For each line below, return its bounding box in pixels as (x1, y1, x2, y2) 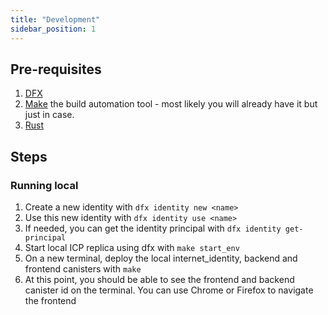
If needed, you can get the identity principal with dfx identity (24, 222, 282, 234)
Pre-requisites (10, 61, 102, 78)
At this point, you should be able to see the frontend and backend (24, 274, 295, 285)
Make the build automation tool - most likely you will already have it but (24, 98, 318, 110)
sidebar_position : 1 (10, 24, 97, 34)
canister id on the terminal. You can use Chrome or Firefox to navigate (24, 284, 314, 296)
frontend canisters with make (24, 263, 142, 275)
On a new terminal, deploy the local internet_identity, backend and (24, 252, 298, 264)
